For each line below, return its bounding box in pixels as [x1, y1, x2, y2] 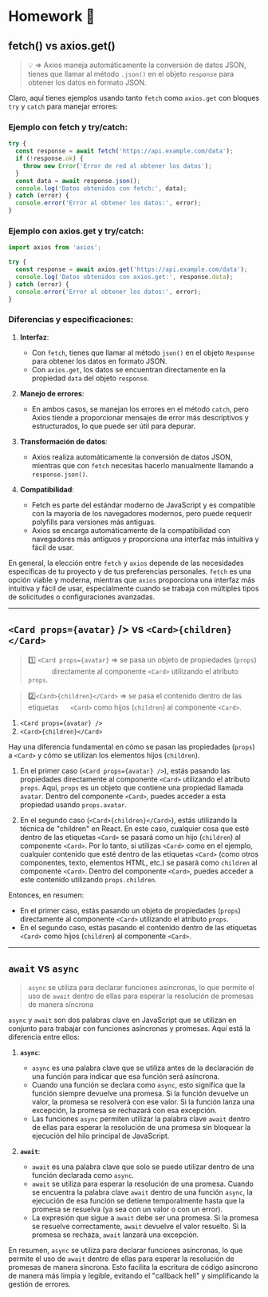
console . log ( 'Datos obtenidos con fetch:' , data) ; [15, 184, 187, 193]
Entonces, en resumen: [8, 890, 85, 900]
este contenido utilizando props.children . [19, 874, 157, 884]
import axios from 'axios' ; [8, 244, 102, 252]
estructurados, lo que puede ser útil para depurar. [31, 421, 196, 431]
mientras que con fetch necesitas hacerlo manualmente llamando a [31, 460, 254, 470]
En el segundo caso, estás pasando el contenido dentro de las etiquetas [19, 922, 258, 932]
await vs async [8, 961, 80, 975]
